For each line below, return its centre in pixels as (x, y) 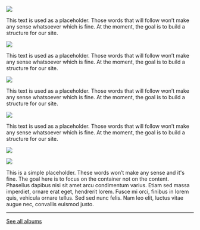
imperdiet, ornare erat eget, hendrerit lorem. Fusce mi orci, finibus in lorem (98, 191)
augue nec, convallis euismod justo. (50, 204)
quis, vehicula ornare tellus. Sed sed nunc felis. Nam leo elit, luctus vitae (95, 198)
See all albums (24, 221)
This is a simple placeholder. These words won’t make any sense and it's (96, 173)
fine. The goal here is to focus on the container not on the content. (88, 179)
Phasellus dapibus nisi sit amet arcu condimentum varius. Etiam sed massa (98, 185)
